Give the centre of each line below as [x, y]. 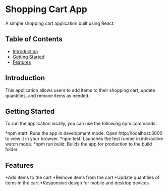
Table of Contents [34, 39]
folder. [12, 150]
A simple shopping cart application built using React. [60, 23]
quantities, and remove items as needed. [47, 96]
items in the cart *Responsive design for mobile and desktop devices [77, 183]
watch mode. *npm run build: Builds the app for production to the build [79, 144]
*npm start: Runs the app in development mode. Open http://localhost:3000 [84, 133]
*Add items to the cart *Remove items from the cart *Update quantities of [82, 177]
